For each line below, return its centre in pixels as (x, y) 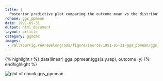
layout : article (21, 32)
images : (13, 41)
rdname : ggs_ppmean (25, 18)
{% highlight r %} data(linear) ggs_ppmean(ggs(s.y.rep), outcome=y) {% (78, 59)
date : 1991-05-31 (23, 23)
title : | (14, 9)
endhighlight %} (21, 64)
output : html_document (28, 27)
